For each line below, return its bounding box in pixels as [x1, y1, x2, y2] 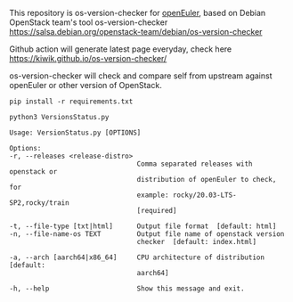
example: [136, 191, 169, 200]
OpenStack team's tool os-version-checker [9, 17, 168, 28]
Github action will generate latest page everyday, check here [9, 44, 232, 54]
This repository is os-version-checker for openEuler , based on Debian [9, 8, 266, 18]
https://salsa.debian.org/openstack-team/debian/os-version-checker [9, 27, 263, 37]
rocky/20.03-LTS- [172, 191, 238, 200]
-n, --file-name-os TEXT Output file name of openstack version [9, 230, 285, 239]
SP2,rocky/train [9, 199, 69, 208]
